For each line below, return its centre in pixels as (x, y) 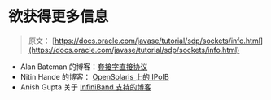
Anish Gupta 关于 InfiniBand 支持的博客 (86, 87)
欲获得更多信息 (59, 17)
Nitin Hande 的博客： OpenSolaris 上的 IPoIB (94, 76)
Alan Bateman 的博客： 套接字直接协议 (84, 67)
